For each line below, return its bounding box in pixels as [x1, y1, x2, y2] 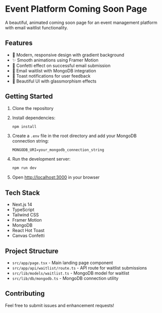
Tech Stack [5, 188, 40, 197]
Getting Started [5, 92, 53, 101]
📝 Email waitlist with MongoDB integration [12, 67, 96, 74]
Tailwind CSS [12, 212, 39, 218]
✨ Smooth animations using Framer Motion [12, 57, 99, 63]
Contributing [5, 290, 45, 298]
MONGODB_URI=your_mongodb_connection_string [12, 147, 104, 152]
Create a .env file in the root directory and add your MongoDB [12, 133, 137, 139]
